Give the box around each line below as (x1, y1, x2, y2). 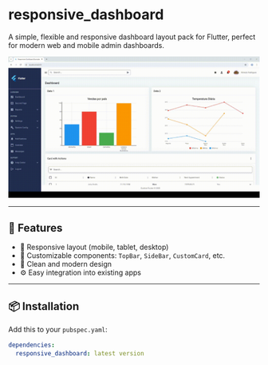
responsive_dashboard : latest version (15, 349, 145, 357)
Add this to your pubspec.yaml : (8, 325, 108, 335)
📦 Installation (8, 300, 80, 313)
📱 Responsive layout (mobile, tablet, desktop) (19, 242, 169, 252)
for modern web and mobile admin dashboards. (8, 40, 165, 50)
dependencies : (8, 341, 56, 349)
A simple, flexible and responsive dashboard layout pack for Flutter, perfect (8, 32, 256, 42)
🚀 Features (8, 221, 63, 235)
